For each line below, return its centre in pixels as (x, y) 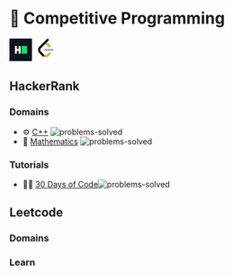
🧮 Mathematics (50, 141)
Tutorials (29, 164)
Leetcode (36, 212)
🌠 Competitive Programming (117, 18)
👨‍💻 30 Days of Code (60, 184)
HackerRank (45, 86)
